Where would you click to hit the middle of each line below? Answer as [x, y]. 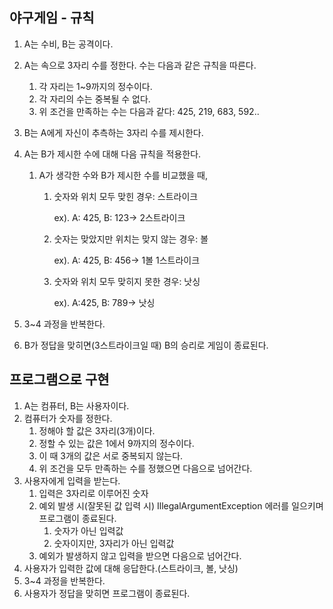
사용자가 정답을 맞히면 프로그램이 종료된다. [107, 593]
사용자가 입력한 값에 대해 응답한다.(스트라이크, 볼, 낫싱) [131, 568]
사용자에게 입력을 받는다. [72, 480]
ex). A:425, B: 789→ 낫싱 [104, 302]
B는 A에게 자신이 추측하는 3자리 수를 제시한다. [113, 132]
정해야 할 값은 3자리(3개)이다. [97, 430]
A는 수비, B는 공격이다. [68, 44]
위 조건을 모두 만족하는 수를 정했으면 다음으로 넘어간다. [145, 468]
